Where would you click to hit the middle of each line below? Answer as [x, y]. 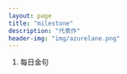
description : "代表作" [45, 31]
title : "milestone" [41, 23]
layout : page [30, 16]
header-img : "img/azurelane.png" [64, 38]
